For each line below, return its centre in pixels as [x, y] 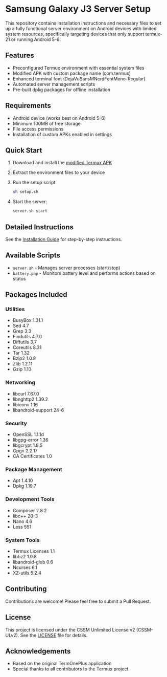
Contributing [26, 589]
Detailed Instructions [40, 227]
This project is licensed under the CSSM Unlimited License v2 [70, 629]
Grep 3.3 [22, 331]
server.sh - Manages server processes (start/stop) [66, 268]
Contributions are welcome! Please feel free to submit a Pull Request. [78, 601]
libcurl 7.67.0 [26, 394]
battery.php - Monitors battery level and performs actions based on [84, 273]
